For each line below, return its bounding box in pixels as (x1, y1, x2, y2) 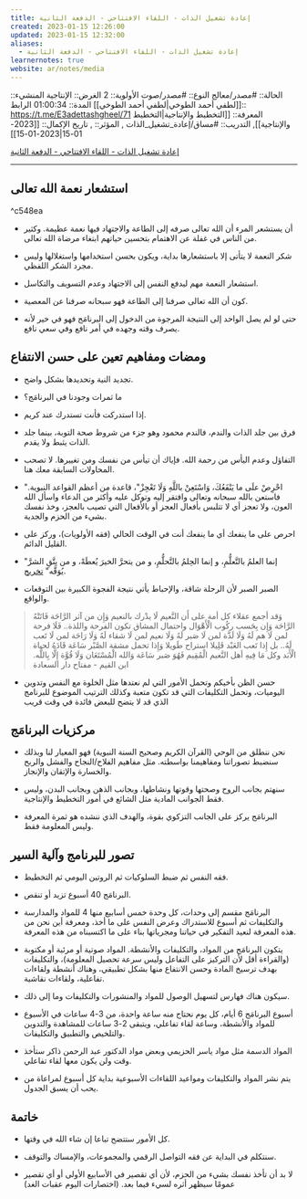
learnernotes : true (10, 56, 85, 65)
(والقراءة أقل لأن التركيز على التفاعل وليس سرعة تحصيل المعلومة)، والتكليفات (23, 953, 290, 964)
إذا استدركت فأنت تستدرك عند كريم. (23, 408, 147, 420)
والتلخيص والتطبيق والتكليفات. (23, 1028, 126, 1039)
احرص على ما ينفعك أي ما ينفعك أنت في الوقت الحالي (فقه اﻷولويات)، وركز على (23, 528, 295, 539)
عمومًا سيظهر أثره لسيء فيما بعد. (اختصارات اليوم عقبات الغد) (23, 1178, 236, 1189)
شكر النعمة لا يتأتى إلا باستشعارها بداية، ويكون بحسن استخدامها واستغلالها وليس (23, 250, 292, 261)
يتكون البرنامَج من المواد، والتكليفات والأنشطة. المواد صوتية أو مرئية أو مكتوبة (23, 944, 283, 955)
